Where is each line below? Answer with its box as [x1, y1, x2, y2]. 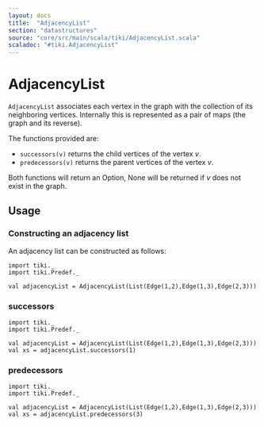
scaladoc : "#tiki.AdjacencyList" [8, 41, 119, 49]
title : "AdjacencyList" [8, 19, 90, 27]
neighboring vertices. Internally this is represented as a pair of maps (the [8, 110, 246, 120]
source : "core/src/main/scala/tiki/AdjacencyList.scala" [8, 33, 201, 42]
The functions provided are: [8, 134, 99, 144]
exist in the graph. [8, 182, 67, 191]
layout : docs [8, 11, 52, 20]
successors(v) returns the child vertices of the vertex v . [19, 149, 201, 159]
